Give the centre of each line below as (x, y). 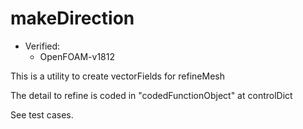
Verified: (42, 46)
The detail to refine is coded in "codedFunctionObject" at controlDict (151, 95)
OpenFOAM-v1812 (77, 56)
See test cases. (42, 114)
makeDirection (72, 18)
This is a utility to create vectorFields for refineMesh (117, 76)
